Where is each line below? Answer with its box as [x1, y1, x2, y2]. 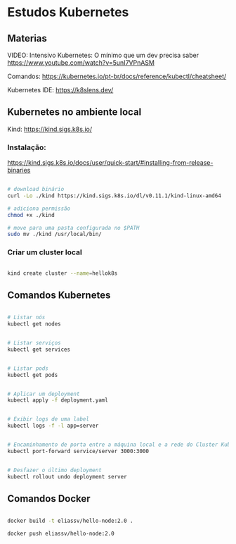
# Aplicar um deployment [7, 390, 80, 397]
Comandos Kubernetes [7, 289, 111, 301]
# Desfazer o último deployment [7, 466, 102, 474]
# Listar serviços [7, 340, 61, 347]
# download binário [7, 186, 65, 193]
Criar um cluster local [7, 247, 82, 257]
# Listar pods [7, 364, 49, 372]
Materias [7, 32, 48, 44]
